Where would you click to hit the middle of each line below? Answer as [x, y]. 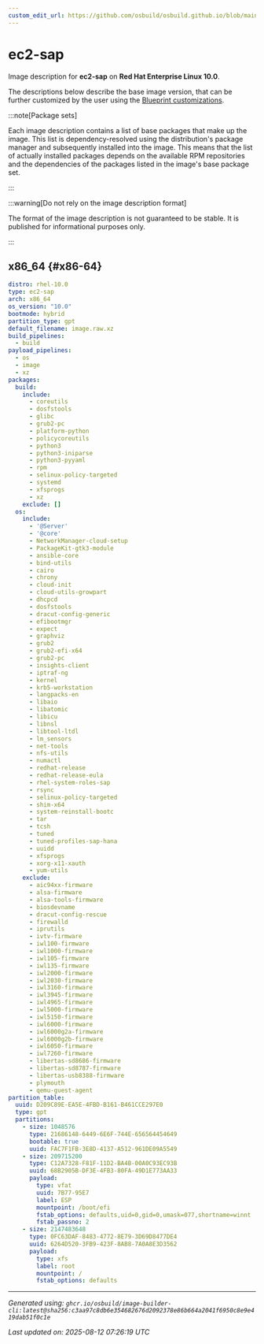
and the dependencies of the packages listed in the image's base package [129, 164]
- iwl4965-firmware [60, 1002]
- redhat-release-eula [66, 775]
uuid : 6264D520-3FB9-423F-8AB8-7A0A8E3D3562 [103, 1244]
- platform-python [59, 431]
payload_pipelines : [40, 351]
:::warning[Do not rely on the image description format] [97, 202]
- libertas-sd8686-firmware [75, 1061]
